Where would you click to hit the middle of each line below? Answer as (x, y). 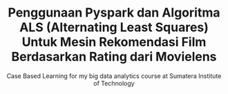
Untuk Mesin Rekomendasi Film (114, 42)
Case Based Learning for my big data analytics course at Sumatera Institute (114, 76)
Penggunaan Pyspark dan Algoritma (114, 13)
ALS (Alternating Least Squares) (114, 27)
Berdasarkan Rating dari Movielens (114, 57)
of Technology (114, 83)
